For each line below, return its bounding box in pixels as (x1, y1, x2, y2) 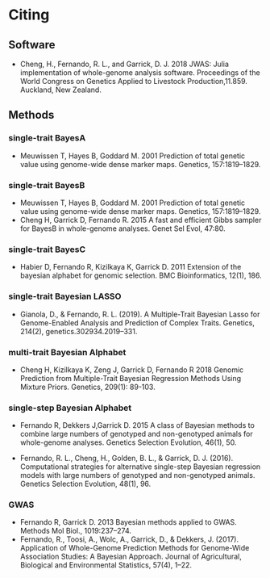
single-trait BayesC (8, 244, 86, 255)
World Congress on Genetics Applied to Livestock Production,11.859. (19, 77, 248, 86)
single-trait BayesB (8, 179, 85, 191)
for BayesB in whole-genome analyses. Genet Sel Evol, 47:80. (19, 224, 226, 233)
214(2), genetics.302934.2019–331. (19, 326, 138, 336)
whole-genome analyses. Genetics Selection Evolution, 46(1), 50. (19, 438, 237, 447)
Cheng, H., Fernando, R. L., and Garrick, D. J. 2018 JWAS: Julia (19, 59, 230, 69)
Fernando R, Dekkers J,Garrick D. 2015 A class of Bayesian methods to (19, 421, 255, 430)
